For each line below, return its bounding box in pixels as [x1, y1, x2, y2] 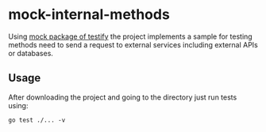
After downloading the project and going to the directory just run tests [8, 92, 237, 102]
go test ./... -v [8, 116, 66, 124]
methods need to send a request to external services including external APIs [8, 40, 258, 49]
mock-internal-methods [8, 6, 171, 24]
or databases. [8, 48, 54, 58]
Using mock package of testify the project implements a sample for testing [8, 32, 253, 41]
